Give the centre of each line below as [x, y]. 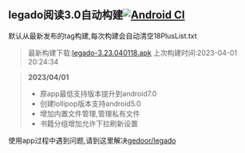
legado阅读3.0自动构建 [66, 15]
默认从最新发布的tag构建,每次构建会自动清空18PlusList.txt [103, 36]
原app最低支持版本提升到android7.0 [98, 93]
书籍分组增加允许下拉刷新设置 [89, 124]
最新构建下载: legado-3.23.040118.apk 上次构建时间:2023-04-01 [132, 53]
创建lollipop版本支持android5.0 [90, 104]
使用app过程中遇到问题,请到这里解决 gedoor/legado [92, 140]
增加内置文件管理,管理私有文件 [90, 113]
